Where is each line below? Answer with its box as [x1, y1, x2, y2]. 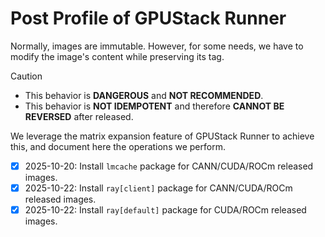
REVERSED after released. [24, 110, 134, 122]
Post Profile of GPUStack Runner [10, 7, 287, 30]
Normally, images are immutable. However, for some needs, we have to [10, 40, 304, 52]
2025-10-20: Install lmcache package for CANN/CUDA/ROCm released [24, 160, 314, 172]
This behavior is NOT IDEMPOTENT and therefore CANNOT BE [24, 100, 285, 112]
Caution [10, 70, 43, 82]
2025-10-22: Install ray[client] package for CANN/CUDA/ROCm [24, 182, 293, 194]
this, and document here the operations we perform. [10, 140, 226, 152]
